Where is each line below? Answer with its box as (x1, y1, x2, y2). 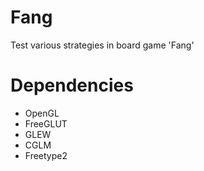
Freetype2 (24, 149, 68, 161)
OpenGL (24, 107, 60, 119)
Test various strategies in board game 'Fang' (10, 39, 195, 51)
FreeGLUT (24, 117, 68, 130)
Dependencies (10, 74, 134, 97)
